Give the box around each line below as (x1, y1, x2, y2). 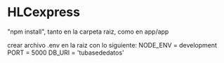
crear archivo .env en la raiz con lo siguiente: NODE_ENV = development (7, 41, 218, 49)
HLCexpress (7, 4, 81, 20)
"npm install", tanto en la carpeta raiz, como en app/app (7, 27, 169, 36)
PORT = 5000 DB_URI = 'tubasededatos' (7, 48, 124, 57)
